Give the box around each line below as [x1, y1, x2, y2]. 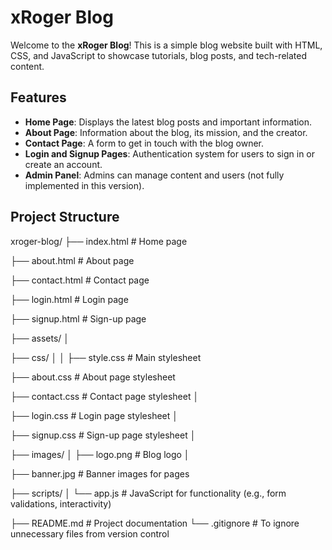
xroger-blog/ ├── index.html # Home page [10, 235, 188, 247]
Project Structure [10, 209, 120, 226]
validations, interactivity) [10, 497, 112, 510]
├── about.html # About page [10, 254, 135, 266]
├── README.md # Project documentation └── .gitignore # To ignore [10, 517, 300, 529]
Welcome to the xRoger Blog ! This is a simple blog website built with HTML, [10, 39, 323, 51]
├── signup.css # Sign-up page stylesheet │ [10, 429, 197, 441]
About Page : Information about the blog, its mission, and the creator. [24, 126, 308, 138]
